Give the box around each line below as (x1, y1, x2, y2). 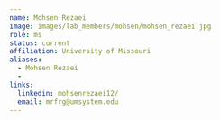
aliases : (9, 55, 42, 64)
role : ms (9, 30, 42, 39)
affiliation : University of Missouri (9, 47, 151, 56)
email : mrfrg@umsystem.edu (17, 97, 119, 106)
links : (9, 80, 34, 89)
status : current (9, 38, 70, 48)
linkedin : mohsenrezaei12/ (17, 88, 119, 97)
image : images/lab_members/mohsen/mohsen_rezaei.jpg (9, 22, 212, 31)
